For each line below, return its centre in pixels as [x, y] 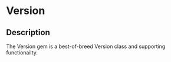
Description [28, 32]
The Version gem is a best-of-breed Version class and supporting [86, 46]
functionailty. [22, 53]
